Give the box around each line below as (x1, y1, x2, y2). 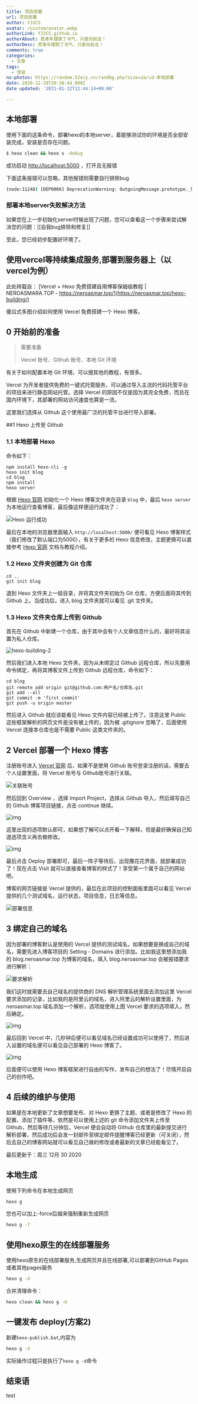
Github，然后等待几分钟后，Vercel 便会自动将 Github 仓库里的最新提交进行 (6, 1123, 187, 1131)
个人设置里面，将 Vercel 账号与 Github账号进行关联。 (6, 769, 136, 777)
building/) (6, 295, 29, 302)
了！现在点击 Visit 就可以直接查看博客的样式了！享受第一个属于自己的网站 (6, 865, 185, 872)
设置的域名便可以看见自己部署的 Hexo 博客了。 (11, 1041, 125, 1048)
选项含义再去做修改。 (11, 833, 63, 841)
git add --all (6, 690, 41, 696)
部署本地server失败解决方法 (6, 201, 86, 210)
